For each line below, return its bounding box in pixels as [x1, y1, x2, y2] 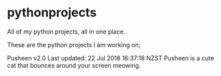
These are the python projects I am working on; [7, 40, 141, 49]
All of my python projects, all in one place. [7, 27, 125, 36]
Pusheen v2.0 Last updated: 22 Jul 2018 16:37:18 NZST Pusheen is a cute [7, 53, 214, 62]
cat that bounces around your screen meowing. [7, 61, 141, 69]
